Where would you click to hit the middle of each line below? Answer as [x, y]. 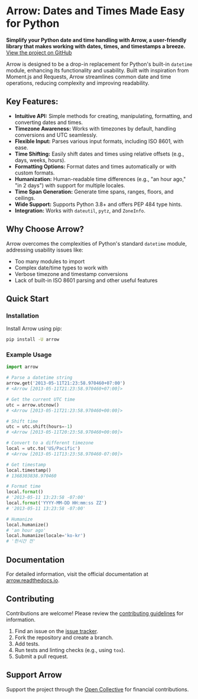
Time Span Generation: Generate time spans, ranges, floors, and [94, 192]
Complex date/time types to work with [61, 268]
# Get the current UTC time [41, 399]
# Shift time [22, 421]
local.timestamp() [29, 470]
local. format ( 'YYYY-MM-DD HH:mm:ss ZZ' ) [57, 503]
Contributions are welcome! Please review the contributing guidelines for [95, 613]
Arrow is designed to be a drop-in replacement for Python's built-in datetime [99, 64]
